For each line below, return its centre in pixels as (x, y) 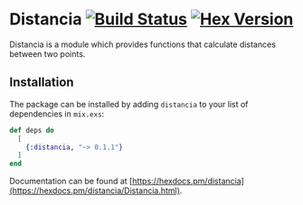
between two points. (47, 53)
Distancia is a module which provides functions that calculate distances (142, 44)
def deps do (32, 130)
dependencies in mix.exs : (57, 114)
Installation (42, 83)
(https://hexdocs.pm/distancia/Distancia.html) (95, 191)
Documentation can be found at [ (71, 182)
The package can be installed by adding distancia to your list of (129, 104)
